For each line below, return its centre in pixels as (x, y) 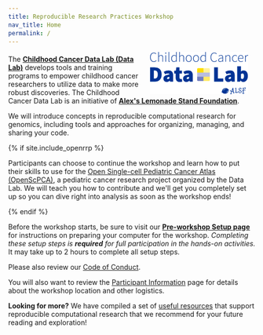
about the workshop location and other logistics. (86, 291)
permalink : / (29, 33)
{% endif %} (28, 212)
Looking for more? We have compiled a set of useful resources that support (131, 306)
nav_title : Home (35, 25)
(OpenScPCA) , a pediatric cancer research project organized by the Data (126, 180)
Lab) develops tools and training (60, 67)
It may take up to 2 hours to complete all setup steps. (94, 252)
